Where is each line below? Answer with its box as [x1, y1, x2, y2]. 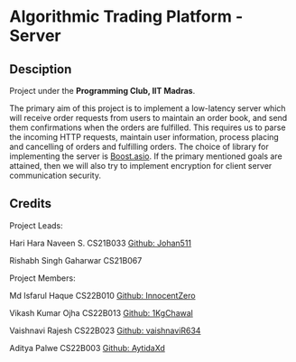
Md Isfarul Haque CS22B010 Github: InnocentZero [9, 290, 196, 301]
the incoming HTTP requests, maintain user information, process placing [9, 132, 280, 142]
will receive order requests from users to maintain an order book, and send [9, 113, 288, 123]
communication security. [9, 170, 102, 181]
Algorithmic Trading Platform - [9, 6, 244, 27]
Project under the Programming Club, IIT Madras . [9, 86, 196, 96]
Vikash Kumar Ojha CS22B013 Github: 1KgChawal [9, 307, 194, 318]
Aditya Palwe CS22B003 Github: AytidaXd [9, 342, 165, 353]
